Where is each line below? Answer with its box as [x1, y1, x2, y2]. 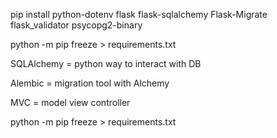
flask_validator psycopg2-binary [10, 19, 143, 31]
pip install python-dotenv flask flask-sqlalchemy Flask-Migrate [10, 9, 268, 20]
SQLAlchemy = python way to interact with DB [10, 58, 202, 69]
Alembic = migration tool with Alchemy [10, 77, 170, 89]
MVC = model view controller [10, 97, 131, 108]
